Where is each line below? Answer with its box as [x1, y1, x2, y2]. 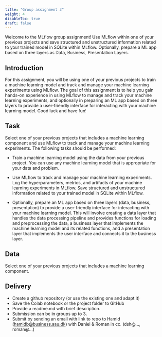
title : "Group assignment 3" [5, 7, 64, 12]
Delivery [5, 282, 32, 291]
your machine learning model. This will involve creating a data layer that [12, 210, 156, 216]
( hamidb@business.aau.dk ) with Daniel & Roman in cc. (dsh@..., [12, 321, 141, 327]
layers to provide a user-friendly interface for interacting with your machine [5, 103, 156, 109]
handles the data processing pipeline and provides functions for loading [12, 215, 157, 221]
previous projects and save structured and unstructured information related [5, 40, 156, 45]
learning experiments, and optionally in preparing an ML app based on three [5, 98, 158, 103]
